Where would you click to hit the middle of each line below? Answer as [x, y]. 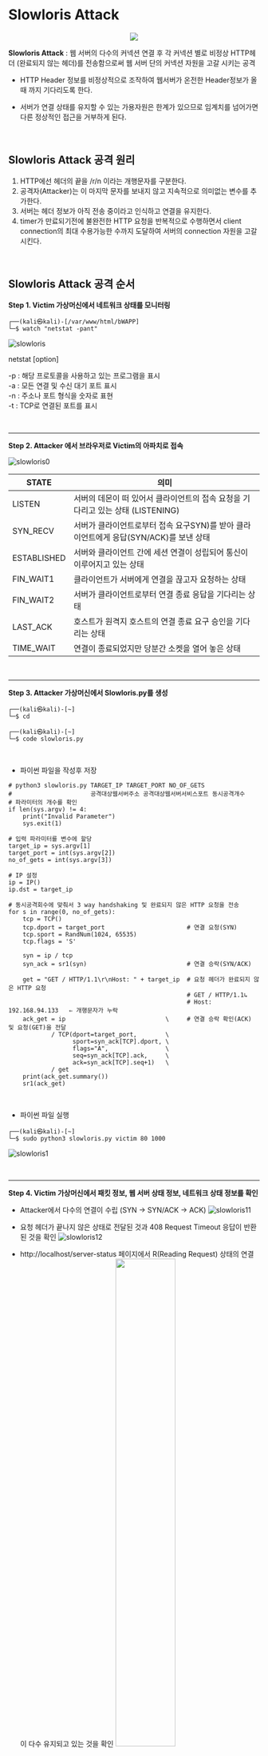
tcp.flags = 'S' [50, 941]
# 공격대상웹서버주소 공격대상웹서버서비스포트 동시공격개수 [127, 794]
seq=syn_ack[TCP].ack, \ [121, 1055]
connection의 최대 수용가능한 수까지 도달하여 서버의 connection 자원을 [131, 231]
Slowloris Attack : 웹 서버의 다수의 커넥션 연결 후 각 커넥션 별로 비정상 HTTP [129, 53]
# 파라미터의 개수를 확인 [43, 802]
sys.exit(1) [42, 823]
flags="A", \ [121, 1048]
